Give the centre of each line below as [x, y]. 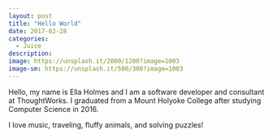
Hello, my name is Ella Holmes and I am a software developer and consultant [136, 92]
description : [30, 54]
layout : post [30, 16]
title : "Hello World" [45, 24]
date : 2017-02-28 [38, 31]
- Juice [29, 46]
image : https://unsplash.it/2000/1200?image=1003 [94, 62]
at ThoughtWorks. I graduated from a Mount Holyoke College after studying [135, 100]
